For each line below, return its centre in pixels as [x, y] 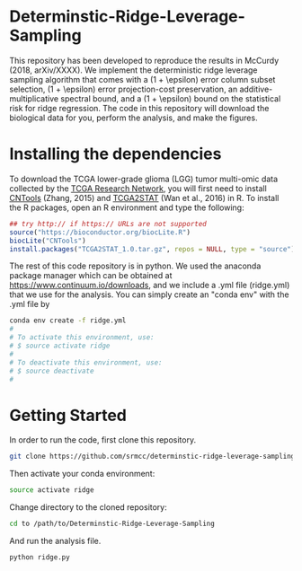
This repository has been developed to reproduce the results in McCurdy [144, 60]
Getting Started [68, 415]
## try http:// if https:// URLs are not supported [108, 224]
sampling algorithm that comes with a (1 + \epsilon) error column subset [142, 79]
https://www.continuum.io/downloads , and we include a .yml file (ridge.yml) [150, 285]
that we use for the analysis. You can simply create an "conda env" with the [149, 294]
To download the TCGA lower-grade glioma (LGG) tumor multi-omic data [144, 179]
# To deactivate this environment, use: [86, 362]
